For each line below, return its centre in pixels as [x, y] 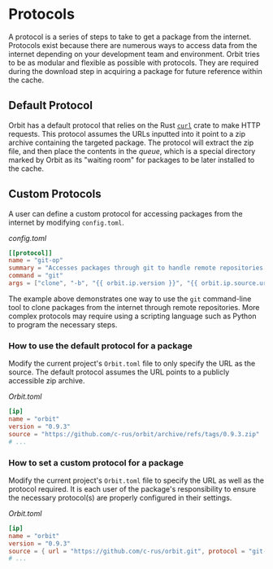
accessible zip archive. [47, 381]
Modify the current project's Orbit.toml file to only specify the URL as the [132, 364]
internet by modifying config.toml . [66, 222]
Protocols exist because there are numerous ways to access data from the [133, 45]
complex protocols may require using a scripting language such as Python [133, 316]
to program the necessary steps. [63, 324]
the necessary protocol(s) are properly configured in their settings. [120, 497]
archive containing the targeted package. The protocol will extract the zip [131, 142]
